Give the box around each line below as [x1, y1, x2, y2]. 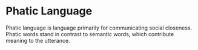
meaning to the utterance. [5, 37, 70, 44]
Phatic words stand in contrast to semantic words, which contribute [5, 30, 174, 37]
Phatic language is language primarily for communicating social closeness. [5, 24, 193, 31]
